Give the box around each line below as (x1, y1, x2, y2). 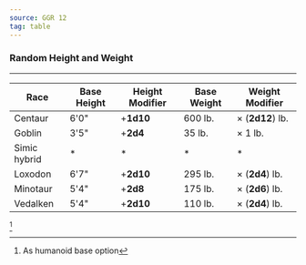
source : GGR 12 (9, 13, 67, 23)
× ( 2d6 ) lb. (236, 182, 283, 195)
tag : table (9, 22, 51, 31)
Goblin (14, 127, 43, 139)
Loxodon (14, 168, 52, 180)
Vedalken (14, 197, 55, 209)
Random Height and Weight (9, 52, 134, 65)
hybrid (14, 152, 42, 165)
